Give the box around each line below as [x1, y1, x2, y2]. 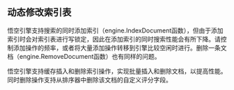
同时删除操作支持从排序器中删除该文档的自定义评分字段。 [7, 75, 172, 84]
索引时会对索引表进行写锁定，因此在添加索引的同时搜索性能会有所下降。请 [7, 35, 221, 43]
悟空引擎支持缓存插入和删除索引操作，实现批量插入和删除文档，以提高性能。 [7, 66, 227, 75]
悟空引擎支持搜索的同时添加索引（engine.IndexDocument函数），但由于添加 [7, 26, 224, 35]
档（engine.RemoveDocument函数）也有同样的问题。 [7, 52, 162, 60]
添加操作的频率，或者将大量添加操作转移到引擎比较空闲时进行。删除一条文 [13, 44, 227, 52]
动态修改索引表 [7, 6, 72, 19]
